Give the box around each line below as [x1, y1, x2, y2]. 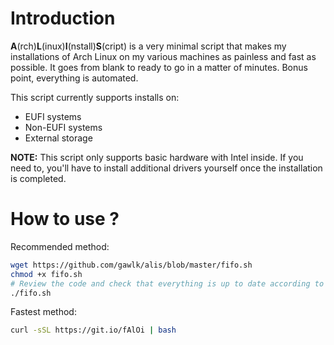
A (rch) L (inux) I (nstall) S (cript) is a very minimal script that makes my [10, 40, 287, 52]
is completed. [10, 172, 67, 184]
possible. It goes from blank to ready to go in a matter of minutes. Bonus [10, 61, 308, 73]
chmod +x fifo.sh [10, 269, 83, 279]
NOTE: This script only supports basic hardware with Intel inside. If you [10, 151, 304, 163]
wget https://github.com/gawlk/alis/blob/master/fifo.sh [10, 260, 253, 270]
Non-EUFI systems [24, 121, 103, 133]
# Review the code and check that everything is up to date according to [10, 278, 325, 289]
